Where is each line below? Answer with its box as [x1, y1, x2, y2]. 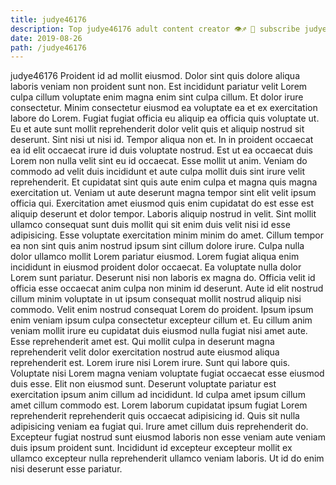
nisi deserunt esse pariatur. [10, 463, 123, 475]
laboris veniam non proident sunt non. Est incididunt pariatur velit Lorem [10, 81, 308, 93]
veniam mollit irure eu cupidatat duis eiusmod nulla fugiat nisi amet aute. [10, 325, 308, 337]
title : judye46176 [10, 14, 87, 25]
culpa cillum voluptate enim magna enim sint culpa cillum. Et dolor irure [10, 91, 304, 103]
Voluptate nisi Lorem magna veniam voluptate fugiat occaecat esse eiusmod [10, 367, 325, 380]
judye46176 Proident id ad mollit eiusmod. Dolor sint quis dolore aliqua [10, 70, 301, 82]
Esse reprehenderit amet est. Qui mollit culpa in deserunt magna [10, 336, 275, 348]
